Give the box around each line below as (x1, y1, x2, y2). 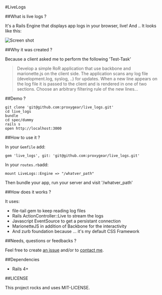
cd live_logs (5, 109, 32, 114)
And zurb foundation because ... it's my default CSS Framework (12, 229, 140, 234)
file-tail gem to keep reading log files (12, 208, 86, 214)
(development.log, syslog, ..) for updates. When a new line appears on (16, 76, 158, 81)
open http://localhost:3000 (5, 126, 62, 131)
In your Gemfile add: (5, 144, 46, 150)
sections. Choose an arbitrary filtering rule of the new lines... (16, 86, 138, 92)
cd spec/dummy (5, 118, 34, 123)
